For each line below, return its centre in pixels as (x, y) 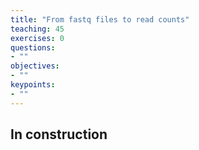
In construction (59, 134)
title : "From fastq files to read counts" (100, 19)
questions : (33, 47)
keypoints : (33, 85)
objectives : (35, 66)
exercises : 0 (37, 38)
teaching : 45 (37, 29)
